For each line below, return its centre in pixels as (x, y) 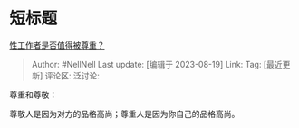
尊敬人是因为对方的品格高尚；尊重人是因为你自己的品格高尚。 (125, 114)
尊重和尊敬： (33, 95)
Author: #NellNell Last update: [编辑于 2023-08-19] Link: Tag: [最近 (157, 64)
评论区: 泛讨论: (72, 75)
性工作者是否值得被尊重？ (57, 45)
